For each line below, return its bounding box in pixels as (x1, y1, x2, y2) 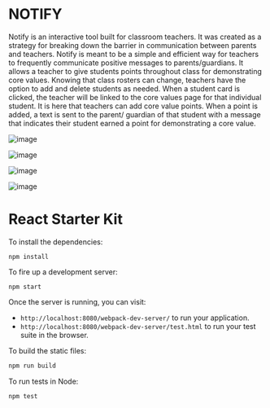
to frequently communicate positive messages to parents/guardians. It (8, 58, 244, 68)
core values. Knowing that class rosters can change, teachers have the (8, 75, 246, 85)
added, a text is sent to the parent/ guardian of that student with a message (8, 109, 262, 119)
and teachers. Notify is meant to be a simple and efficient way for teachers (8, 49, 259, 59)
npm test (8, 392, 38, 400)
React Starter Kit (8, 210, 124, 229)
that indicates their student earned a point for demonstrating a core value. (8, 118, 256, 128)
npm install (8, 252, 49, 261)
